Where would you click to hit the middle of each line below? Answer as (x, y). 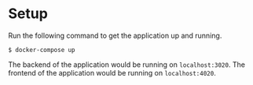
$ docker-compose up (42, 50)
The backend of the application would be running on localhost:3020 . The (127, 65)
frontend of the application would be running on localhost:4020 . (112, 72)
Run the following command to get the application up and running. (115, 35)
